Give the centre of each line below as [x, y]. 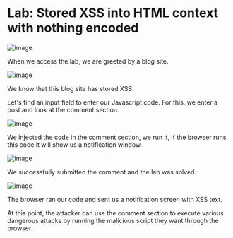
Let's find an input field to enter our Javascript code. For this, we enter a [113, 102]
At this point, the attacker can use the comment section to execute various [115, 213]
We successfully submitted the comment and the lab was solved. [102, 172]
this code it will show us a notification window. [75, 144]
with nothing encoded [73, 28]
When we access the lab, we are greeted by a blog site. [88, 61]
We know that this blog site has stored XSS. [71, 88]
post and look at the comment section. [63, 109]
